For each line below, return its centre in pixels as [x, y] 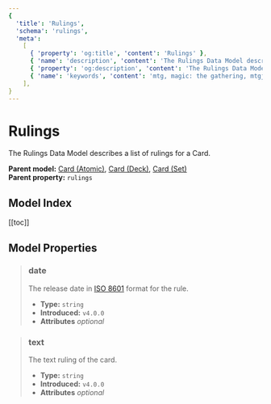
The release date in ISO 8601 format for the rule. [108, 288]
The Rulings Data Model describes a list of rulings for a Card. [110, 154]
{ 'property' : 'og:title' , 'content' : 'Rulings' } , [118, 53]
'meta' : [29, 38]
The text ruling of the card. [73, 360]
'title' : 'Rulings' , [50, 23]
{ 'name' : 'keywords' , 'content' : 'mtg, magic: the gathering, [138, 76]
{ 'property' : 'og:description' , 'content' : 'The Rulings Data [138, 69]
